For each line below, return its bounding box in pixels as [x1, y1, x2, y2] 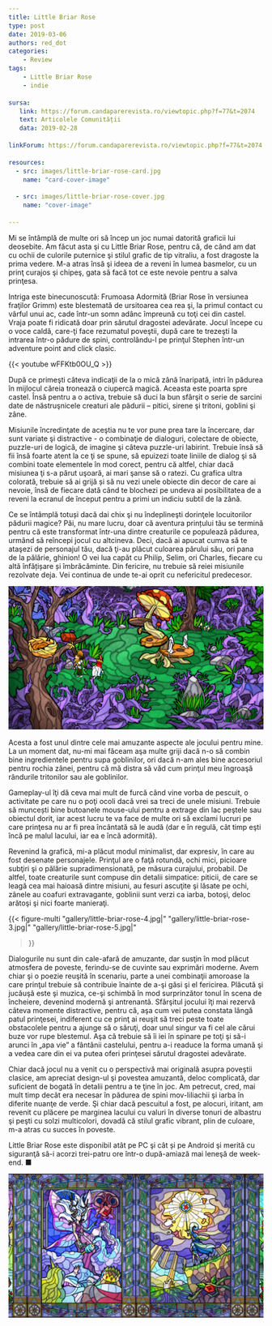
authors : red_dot [8, 39, 67, 47]
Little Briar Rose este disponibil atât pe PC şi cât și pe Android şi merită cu [8, 1140, 255, 1150]
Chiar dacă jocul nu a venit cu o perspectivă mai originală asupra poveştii [8, 1064, 253, 1074]
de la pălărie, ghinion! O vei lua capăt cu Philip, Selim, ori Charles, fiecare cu [8, 552, 263, 562]
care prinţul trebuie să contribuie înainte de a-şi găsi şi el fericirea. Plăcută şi [8, 980, 264, 990]
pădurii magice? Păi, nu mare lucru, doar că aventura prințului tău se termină [8, 518, 264, 528]
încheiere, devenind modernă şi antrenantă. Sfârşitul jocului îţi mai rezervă [8, 997, 256, 1007]
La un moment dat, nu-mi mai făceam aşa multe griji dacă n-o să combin [8, 746, 251, 756]
